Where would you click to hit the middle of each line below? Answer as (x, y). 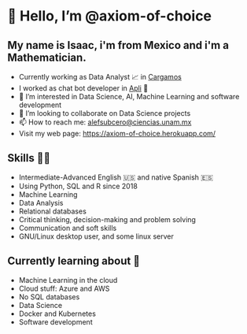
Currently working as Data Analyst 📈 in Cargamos (100, 77)
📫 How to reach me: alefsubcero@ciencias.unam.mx (105, 122)
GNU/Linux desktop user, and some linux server (96, 236)
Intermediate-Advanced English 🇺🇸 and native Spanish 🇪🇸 (116, 177)
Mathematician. (47, 57)
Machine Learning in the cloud (68, 280)
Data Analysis (41, 202)
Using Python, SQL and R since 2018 (78, 186)
